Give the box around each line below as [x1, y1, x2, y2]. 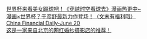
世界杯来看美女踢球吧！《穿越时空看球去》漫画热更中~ [6, 5, 142, 12]
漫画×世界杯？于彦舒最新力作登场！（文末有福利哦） [6, 13, 136, 20]
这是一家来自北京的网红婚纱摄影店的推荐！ [6, 26, 112, 34]
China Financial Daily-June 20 [6, 20, 80, 26]
